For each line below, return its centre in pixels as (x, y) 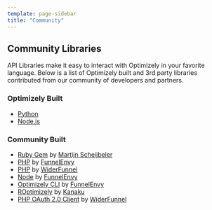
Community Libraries (54, 49)
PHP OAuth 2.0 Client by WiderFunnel (72, 199)
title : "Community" (36, 20)
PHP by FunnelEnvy (46, 162)
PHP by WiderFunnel (47, 169)
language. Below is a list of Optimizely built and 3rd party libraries (102, 73)
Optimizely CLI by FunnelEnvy (60, 184)
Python (28, 113)
